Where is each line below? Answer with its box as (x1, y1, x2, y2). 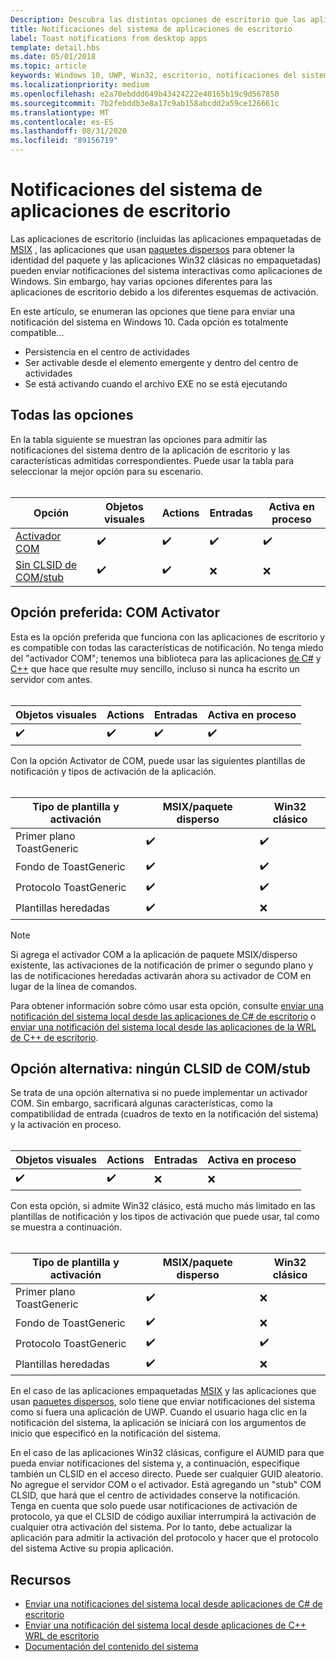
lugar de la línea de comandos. (10, 980, 138, 992)
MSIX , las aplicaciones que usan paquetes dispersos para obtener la (10, 243, 295, 255)
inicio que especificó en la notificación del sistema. (10, 1427, 222, 1440)
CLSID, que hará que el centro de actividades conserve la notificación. (10, 1489, 301, 1501)
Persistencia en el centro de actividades (24, 346, 190, 358)
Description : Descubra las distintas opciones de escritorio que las (10, 14, 307, 25)
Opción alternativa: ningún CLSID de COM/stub (10, 1060, 311, 1077)
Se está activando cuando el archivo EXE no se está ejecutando (24, 377, 288, 390)
